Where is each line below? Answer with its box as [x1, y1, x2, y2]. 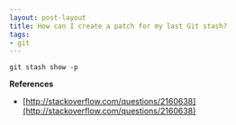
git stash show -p [9, 63, 78, 72]
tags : [9, 30, 30, 39]
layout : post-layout [9, 13, 87, 22]
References [9, 78, 54, 90]
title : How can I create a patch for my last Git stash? [9, 22, 228, 31]
